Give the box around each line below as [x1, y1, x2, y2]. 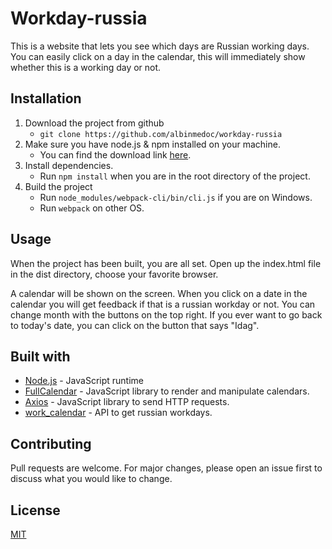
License [10, 502, 61, 519]
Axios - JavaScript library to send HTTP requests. [24, 396, 230, 408]
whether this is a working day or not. [10, 61, 162, 73]
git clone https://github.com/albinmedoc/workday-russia [39, 129, 283, 139]
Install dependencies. [24, 159, 114, 171]
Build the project [24, 180, 93, 192]
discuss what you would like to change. [10, 473, 173, 485]
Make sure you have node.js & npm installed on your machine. [24, 138, 281, 150]
